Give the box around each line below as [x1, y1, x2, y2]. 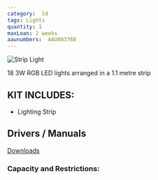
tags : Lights [7, 17, 45, 24]
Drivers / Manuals [7, 128, 87, 140]
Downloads [7, 146, 40, 154]
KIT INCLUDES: [7, 89, 75, 101]
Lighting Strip [17, 107, 57, 116]
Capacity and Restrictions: [7, 163, 100, 173]
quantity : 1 [7, 23, 42, 30]
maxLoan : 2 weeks [7, 29, 58, 37]
